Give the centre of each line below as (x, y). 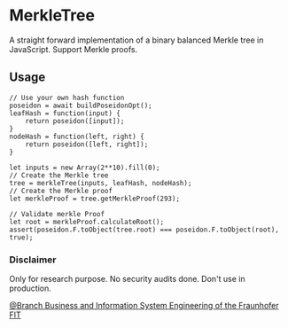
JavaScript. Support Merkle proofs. (74, 49)
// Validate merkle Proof (57, 214)
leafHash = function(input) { (65, 113)
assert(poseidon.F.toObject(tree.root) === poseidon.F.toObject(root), (144, 230)
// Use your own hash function (67, 98)
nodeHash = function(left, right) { (77, 137)
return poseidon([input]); (75, 121)
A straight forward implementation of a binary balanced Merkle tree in (136, 40)
